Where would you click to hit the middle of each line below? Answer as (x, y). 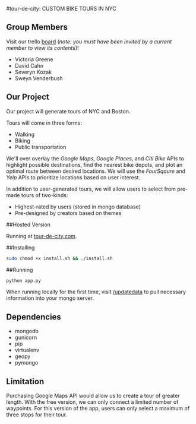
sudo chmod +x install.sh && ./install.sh (59, 258)
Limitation (25, 382)
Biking (23, 140)
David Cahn (29, 65)
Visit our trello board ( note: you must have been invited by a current (89, 42)
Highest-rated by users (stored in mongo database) (78, 207)
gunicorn (26, 337)
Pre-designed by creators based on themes (68, 213)
